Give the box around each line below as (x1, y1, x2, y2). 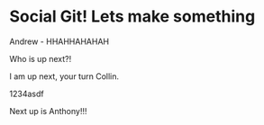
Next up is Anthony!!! (9, 105, 87, 116)
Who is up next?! (9, 53, 72, 64)
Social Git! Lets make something (9, 6, 256, 27)
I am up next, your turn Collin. (9, 70, 120, 82)
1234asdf (9, 88, 44, 99)
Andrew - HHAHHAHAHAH (9, 36, 110, 47)
